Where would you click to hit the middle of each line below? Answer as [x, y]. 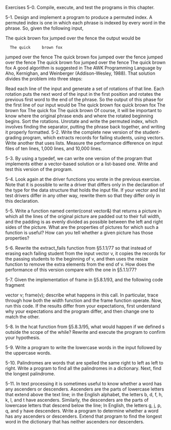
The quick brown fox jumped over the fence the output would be [73, 38]
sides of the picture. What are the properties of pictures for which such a [82, 227]
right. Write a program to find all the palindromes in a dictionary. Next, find [83, 368]
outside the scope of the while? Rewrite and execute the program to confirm [86, 332]
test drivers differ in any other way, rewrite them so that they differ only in [83, 196]
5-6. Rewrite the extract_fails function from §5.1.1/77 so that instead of [79, 248]
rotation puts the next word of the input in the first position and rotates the [83, 94]
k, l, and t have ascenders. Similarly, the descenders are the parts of [77, 400]
